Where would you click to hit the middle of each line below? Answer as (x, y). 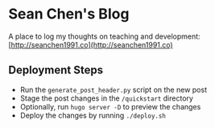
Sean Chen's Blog (69, 14)
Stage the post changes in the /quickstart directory (106, 98)
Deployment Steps (56, 70)
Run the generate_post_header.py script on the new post (114, 89)
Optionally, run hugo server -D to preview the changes (110, 106)
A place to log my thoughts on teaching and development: (104, 36)
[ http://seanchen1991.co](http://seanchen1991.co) (91, 44)
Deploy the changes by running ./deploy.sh (93, 115)
